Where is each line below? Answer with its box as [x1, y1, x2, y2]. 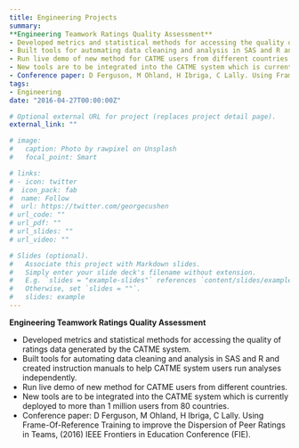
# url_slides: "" [9, 227, 74, 236]
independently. [21, 371, 77, 383]
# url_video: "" [9, 235, 69, 244]
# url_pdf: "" [9, 219, 62, 228]
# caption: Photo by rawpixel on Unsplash [9, 144, 177, 154]
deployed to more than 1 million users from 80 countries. [21, 400, 230, 411]
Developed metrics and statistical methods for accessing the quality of [21, 334, 282, 345]
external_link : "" [9, 120, 77, 129]
